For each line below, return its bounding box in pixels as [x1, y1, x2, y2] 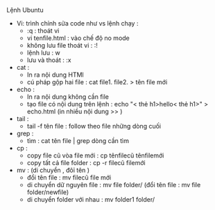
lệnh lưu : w [26, 48, 60, 57]
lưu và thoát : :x [26, 56, 71, 64]
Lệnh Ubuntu [6, 6, 44, 14]
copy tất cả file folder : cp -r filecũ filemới [26, 159, 146, 166]
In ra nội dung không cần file [26, 93, 109, 101]
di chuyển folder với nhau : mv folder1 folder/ [26, 195, 155, 203]
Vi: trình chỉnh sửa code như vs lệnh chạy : [16, 19, 139, 27]
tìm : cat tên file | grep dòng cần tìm [26, 137, 130, 144]
